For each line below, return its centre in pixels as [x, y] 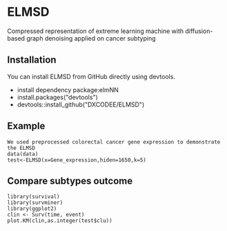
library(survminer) [35, 203]
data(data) [23, 154]
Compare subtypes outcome [70, 180]
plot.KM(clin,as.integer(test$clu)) [60, 221]
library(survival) [33, 197]
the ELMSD [21, 148]
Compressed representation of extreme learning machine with [96, 31]
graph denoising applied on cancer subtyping [91, 38]
